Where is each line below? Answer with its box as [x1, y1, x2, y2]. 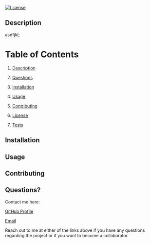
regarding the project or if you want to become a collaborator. [5, 232, 129, 238]
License [12, 112, 28, 118]
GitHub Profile [5, 208, 34, 214]
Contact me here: [5, 199, 40, 205]
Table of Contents [5, 49, 79, 60]
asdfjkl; [5, 32, 20, 38]
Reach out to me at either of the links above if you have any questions [5, 227, 145, 233]
